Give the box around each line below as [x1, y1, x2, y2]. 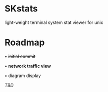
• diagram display [4, 73, 41, 79]
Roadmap [4, 37, 45, 48]
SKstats [4, 3, 38, 14]
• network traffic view [4, 63, 51, 69]
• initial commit [4, 53, 36, 59]
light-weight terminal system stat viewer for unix [4, 19, 104, 25]
